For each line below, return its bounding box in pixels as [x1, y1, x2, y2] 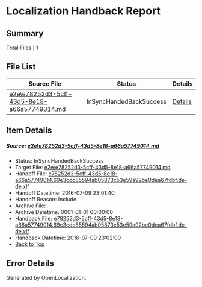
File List [6, 61, 36, 72]
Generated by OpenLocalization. [6, 274, 87, 281]
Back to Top [14, 241, 45, 248]
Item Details [6, 125, 52, 136]
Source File [28, 80, 62, 88]
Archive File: [14, 202, 46, 209]
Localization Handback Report [6, 4, 161, 18]
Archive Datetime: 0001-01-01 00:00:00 [14, 209, 113, 216]
